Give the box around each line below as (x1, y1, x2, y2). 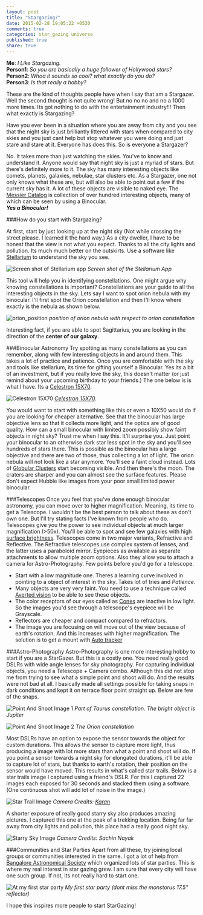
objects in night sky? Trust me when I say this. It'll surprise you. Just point (6, 432, 190, 440)
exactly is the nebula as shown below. (6, 303, 101, 310)
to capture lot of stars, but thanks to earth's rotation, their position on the (6, 760, 188, 768)
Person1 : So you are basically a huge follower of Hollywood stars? (6, 65, 172, 73)
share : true (6, 43, 36, 49)
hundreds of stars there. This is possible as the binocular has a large (6, 445, 177, 452)
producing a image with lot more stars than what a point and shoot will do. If (6, 747, 196, 755)
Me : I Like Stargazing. (6, 59, 62, 67)
